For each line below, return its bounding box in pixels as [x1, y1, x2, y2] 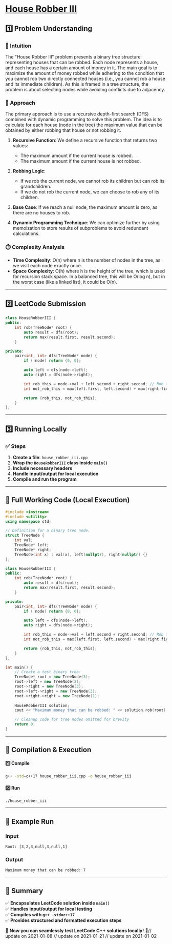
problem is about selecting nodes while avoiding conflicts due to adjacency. [5, 86, 165, 92]
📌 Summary [5, 886, 44, 895]
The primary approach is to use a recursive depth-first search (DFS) [5, 111, 149, 117]
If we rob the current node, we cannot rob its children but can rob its [20, 178, 165, 184]
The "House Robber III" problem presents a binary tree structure [5, 53, 141, 60]
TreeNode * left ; [14, 542, 50, 548]
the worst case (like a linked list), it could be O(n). [12, 279, 118, 285]
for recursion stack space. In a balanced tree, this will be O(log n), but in [12, 273, 165, 280]
